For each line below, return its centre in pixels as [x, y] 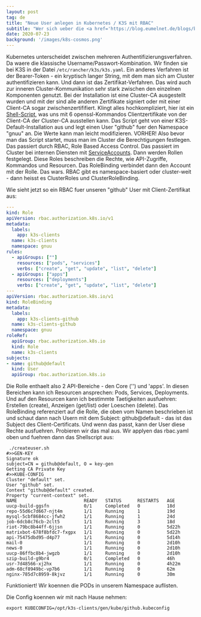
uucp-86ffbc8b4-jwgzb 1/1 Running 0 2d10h [93, 553]
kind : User [25, 369]
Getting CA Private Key [36, 469]
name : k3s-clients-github [44, 324]
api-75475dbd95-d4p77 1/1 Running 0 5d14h [93, 538]
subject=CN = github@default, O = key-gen [60, 464]
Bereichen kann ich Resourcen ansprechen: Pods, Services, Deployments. [98, 393]
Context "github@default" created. [51, 490]
